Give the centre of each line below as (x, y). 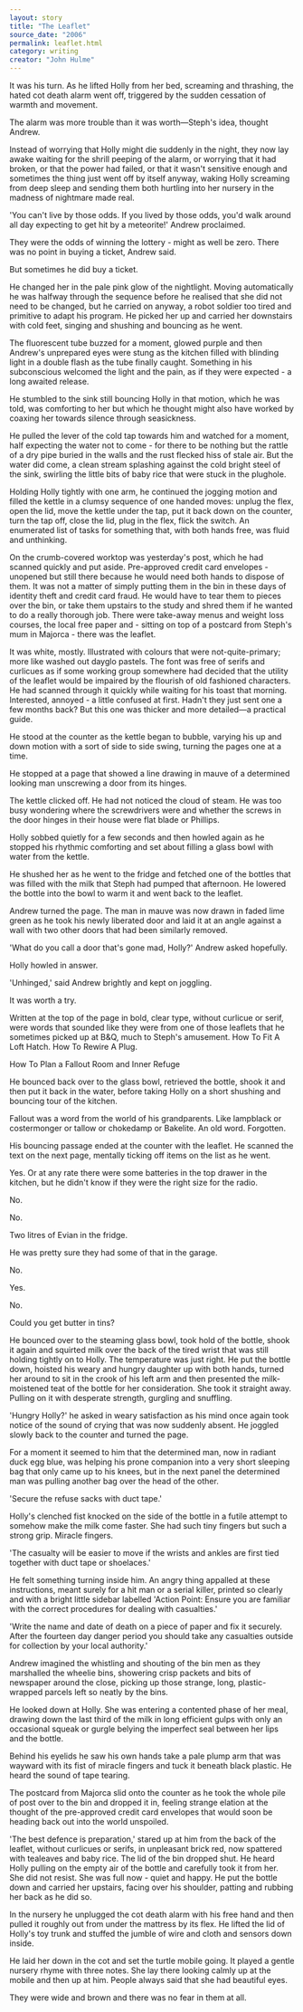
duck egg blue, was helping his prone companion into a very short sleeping (150, 1462)
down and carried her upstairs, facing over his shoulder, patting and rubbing (151, 1887)
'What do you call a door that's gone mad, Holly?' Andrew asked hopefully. (148, 948)
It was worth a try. (43, 1000)
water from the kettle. (50, 857)
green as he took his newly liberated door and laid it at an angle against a (146, 920)
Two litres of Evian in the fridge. (69, 1235)
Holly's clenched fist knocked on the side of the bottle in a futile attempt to (148, 1516)
